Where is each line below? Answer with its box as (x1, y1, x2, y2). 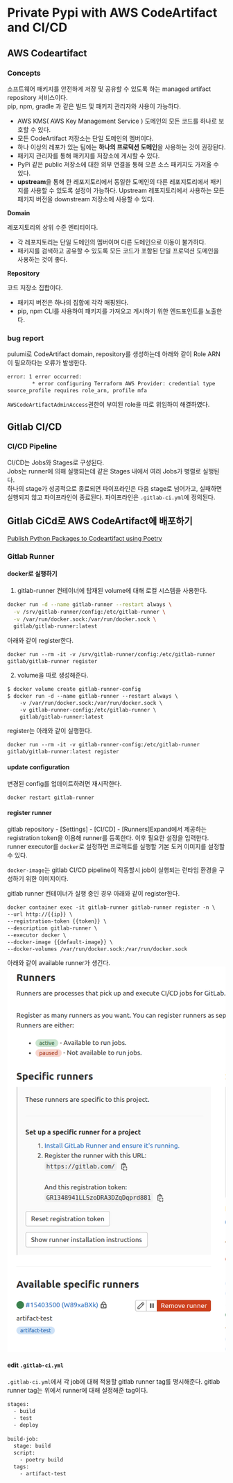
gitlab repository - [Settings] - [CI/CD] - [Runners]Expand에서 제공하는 (7, 825, 207, 833)
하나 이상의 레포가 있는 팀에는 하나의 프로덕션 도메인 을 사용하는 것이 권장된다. (17, 142, 226, 151)
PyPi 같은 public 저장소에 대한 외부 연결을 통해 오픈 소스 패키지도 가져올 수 (17, 160, 220, 168)
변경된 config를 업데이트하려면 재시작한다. (7, 779, 122, 787)
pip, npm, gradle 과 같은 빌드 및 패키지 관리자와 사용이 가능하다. (7, 102, 182, 110)
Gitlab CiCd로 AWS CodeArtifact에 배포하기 (7, 515, 193, 527)
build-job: (7, 1435, 39, 1442)
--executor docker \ (7, 932, 67, 939)
